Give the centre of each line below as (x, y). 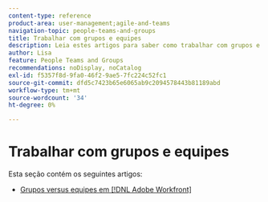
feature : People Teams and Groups (66, 61)
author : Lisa (30, 53)
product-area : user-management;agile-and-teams (89, 23)
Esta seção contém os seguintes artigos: (75, 174)
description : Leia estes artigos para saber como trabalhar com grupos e (134, 46)
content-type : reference (50, 16)
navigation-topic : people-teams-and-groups (82, 30)
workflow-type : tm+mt (45, 90)
